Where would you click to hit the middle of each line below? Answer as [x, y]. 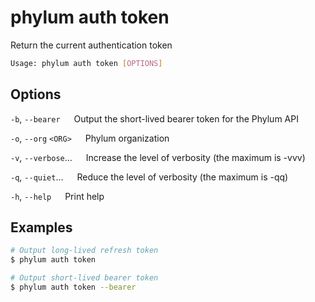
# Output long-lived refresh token [84, 251]
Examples [41, 227]
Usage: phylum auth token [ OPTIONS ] [86, 63]
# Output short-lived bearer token [84, 278]
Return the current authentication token [91, 45]
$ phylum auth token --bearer [73, 287]
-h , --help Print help [57, 196]
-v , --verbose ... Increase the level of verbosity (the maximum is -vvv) [158, 157]
